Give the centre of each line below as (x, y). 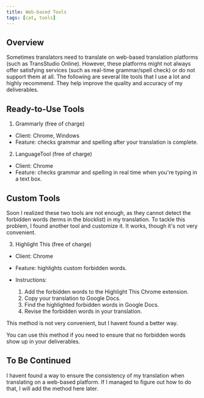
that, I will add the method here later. (53, 388)
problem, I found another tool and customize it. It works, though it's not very (102, 226)
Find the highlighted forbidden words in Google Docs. (92, 304)
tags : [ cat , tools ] (31, 18)
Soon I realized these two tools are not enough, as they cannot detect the (99, 212)
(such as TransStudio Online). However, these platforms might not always (99, 64)
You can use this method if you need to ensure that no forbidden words (96, 335)
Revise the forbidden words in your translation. (83, 311)
